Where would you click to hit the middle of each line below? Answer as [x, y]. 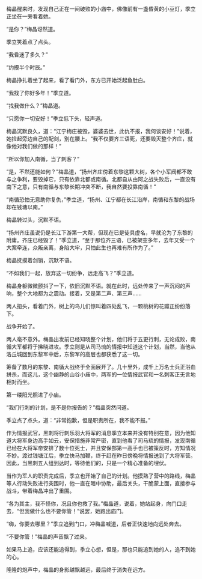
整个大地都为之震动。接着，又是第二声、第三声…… [79, 293]
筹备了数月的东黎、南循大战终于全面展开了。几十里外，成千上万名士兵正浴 [98, 367]
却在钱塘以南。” [25, 207]
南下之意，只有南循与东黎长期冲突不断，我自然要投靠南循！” [81, 187]
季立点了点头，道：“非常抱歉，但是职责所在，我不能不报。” [78, 420]
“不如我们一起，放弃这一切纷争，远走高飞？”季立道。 [72, 273]
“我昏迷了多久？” [27, 55]
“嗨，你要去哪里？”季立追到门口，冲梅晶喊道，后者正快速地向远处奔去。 [96, 524]
